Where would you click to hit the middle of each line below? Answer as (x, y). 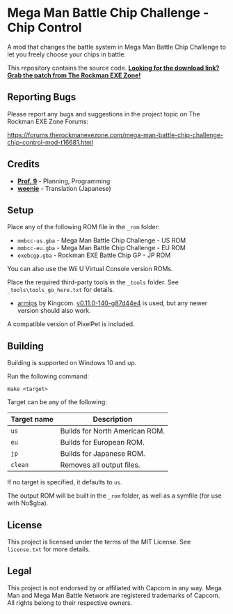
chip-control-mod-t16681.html (50, 142)
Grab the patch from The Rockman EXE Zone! (74, 75)
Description (113, 420)
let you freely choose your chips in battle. (67, 54)
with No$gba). (28, 503)
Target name (32, 420)
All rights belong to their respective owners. (70, 603)
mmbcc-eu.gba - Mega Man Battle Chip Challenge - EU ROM (101, 248)
